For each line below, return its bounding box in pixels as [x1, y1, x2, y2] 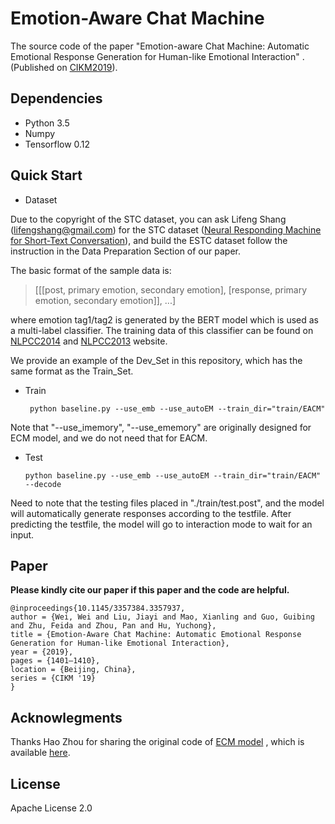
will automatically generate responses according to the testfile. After [10, 507, 292, 519]
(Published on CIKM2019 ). [10, 61, 118, 73]
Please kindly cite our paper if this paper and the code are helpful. [10, 584, 290, 596]
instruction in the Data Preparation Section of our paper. [10, 245, 241, 257]
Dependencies [10, 90, 103, 107]
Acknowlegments [10, 709, 123, 726]
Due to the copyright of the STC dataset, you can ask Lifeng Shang [10, 213, 287, 225]
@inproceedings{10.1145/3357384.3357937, [10, 603, 186, 614]
